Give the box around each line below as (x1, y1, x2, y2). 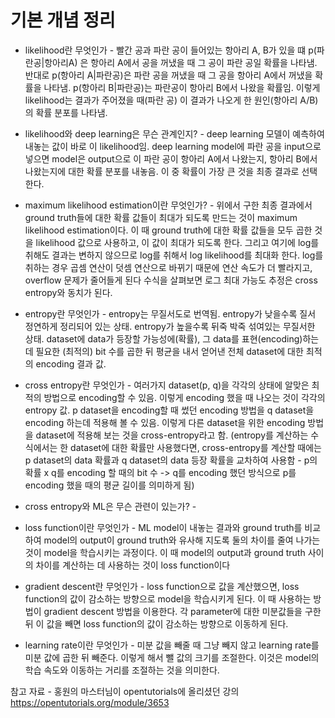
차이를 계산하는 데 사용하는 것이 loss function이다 (35, 559, 231, 571)
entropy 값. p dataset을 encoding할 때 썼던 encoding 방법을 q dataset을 (24, 404, 315, 416)
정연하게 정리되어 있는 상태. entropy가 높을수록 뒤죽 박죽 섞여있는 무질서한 (24, 320, 316, 332)
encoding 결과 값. (35, 357, 107, 370)
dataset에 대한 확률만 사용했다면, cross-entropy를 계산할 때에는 (70, 441, 322, 453)
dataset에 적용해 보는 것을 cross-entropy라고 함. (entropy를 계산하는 (35, 429, 309, 441)
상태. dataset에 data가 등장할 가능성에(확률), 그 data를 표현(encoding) (24, 332, 303, 345)
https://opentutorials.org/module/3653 (10, 696, 170, 708)
